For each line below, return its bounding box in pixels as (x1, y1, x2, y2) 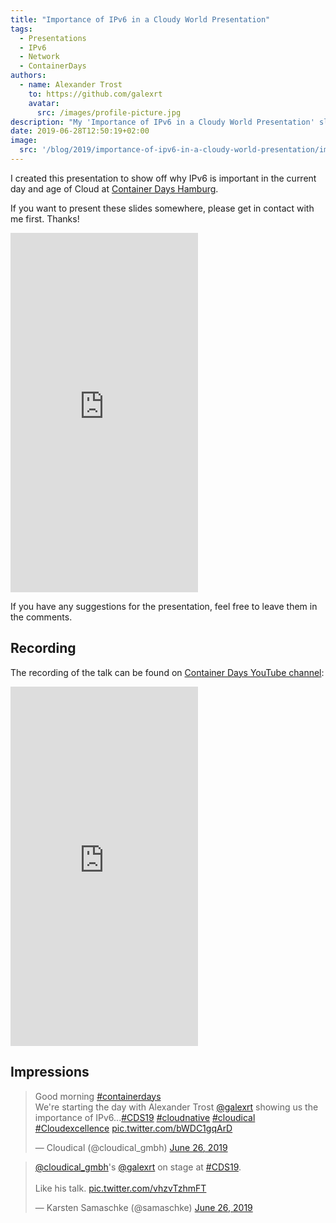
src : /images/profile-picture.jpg (36, 107, 182, 118)
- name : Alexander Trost (19, 80, 123, 90)
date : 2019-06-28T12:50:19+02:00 (10, 126, 150, 136)
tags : (10, 24, 33, 34)
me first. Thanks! (10, 212, 80, 225)
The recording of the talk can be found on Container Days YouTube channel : (10, 666, 325, 678)
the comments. (10, 611, 73, 623)
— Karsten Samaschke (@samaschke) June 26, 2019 (34, 1201, 253, 1213)
